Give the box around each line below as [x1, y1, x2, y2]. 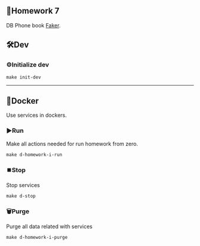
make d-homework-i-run [6, 151, 62, 158]
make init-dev [6, 74, 42, 80]
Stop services [6, 181, 40, 188]
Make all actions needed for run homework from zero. [6, 140, 138, 147]
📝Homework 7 [6, 6, 60, 16]
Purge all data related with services [6, 223, 93, 230]
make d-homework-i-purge [6, 235, 68, 241]
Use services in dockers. [6, 111, 67, 119]
